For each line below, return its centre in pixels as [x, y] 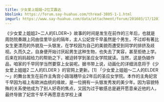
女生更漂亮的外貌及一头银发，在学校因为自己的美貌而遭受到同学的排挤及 [78, 46]
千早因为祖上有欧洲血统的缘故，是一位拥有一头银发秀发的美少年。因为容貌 [80, 82]
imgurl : [13, 19]
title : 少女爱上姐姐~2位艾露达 [33, 10]
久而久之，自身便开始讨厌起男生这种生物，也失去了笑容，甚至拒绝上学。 [86, 51]
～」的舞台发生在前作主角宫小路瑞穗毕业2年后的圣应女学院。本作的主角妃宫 [81, 76]
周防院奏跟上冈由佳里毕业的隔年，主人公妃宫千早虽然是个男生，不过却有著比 [82, 39]
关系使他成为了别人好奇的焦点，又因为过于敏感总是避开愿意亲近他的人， [86, 88]
